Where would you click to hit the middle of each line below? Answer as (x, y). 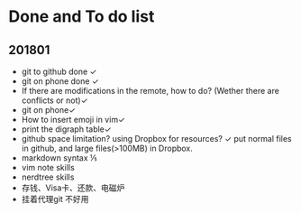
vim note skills (48, 167)
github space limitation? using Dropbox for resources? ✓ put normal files (156, 139)
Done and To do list (82, 17)
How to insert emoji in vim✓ (73, 120)
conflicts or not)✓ (55, 100)
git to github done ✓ (59, 71)
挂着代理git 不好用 (55, 199)
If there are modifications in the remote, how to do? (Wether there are (150, 91)
